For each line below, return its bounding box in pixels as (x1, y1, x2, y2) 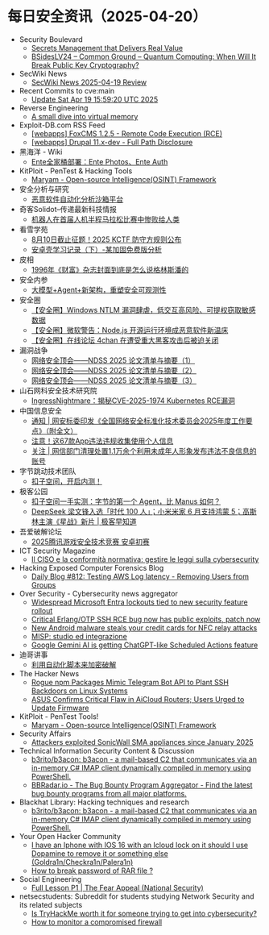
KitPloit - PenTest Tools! (19, 711, 99, 721)
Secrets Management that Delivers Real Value (31, 43, 183, 52)
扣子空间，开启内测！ (31, 476, 102, 486)
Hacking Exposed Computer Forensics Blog (19, 563, 164, 572)
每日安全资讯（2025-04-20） (7, 7, 207, 26)
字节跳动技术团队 (19, 466, 77, 476)
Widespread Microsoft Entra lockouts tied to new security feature (31, 597, 248, 607)
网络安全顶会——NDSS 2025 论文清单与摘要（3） (31, 376, 197, 385)
